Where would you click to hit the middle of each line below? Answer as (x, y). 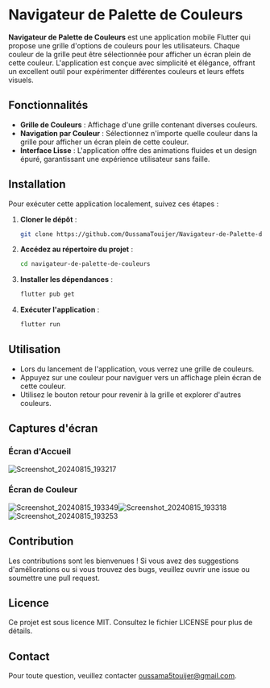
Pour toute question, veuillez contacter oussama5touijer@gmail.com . (123, 676)
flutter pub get (47, 294)
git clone (37, 234)
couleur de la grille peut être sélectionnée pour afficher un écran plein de (130, 54)
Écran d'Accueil (40, 451)
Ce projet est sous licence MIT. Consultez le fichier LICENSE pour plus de (131, 623)
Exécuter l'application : (60, 310)
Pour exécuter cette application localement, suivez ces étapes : (114, 204)
